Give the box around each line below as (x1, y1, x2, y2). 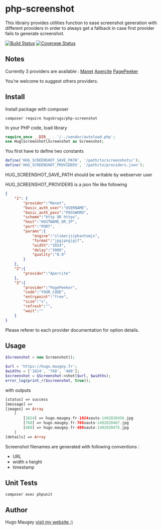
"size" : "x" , (23, 299, 49, 304)
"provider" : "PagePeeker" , (23, 285, 78, 290)
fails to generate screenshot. (5, 30, 65, 36)
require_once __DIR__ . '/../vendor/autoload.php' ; (5, 134, 115, 139)
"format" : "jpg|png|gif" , (32, 238, 84, 243)
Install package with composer (5, 106, 69, 112)
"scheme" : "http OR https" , (23, 215, 80, 220)
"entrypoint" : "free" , (23, 295, 69, 300)
